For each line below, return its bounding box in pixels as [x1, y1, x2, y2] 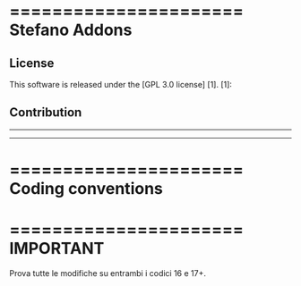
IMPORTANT [9, 239, 105, 259]
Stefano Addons [9, 20, 133, 40]
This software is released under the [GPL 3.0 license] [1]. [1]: [9, 80, 233, 89]
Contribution [9, 105, 82, 121]
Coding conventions [9, 179, 163, 198]
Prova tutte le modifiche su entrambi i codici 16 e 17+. [9, 267, 206, 278]
